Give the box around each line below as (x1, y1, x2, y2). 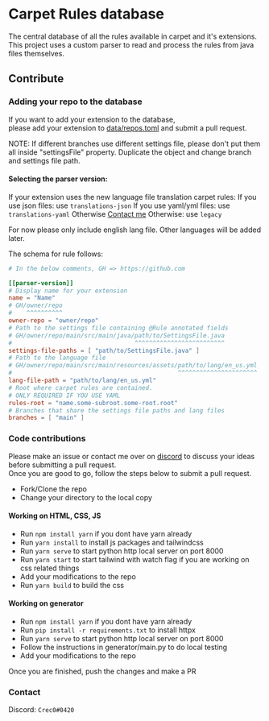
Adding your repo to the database (8, 96, 143, 107)
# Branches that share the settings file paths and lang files (8, 406, 226, 415)
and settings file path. (8, 155, 81, 165)
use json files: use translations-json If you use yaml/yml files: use (8, 201, 231, 210)
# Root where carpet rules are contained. (8, 383, 153, 392)
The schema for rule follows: (8, 249, 103, 259)
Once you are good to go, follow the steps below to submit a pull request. (8, 468, 252, 478)
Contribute (8, 72, 64, 85)
